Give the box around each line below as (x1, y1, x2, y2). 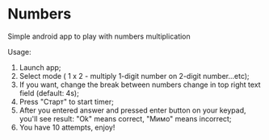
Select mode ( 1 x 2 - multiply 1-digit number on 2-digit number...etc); (19, 71, 250, 80)
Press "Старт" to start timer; (19, 97, 114, 106)
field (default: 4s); (19, 88, 80, 97)
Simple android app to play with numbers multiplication (7, 31, 191, 41)
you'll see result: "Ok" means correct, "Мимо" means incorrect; (19, 113, 232, 123)
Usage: (7, 47, 32, 56)
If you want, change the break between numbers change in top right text (19, 80, 261, 89)
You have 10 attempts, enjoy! (19, 122, 116, 132)
